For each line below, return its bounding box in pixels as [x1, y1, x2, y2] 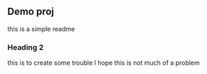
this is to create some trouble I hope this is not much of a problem [7, 58, 201, 67]
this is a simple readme [7, 24, 75, 33]
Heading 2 [7, 42, 44, 52]
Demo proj [7, 6, 55, 18]
